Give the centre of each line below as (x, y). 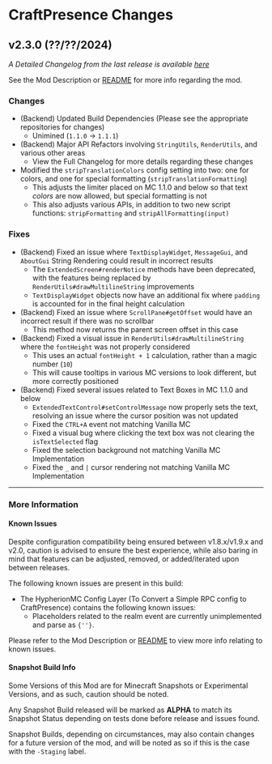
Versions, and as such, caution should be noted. (89, 694)
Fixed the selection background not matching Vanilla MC (126, 450)
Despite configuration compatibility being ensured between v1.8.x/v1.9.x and (136, 541)
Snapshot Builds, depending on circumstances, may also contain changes (132, 734)
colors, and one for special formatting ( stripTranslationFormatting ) (134, 179)
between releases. (39, 567)
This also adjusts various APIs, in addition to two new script (131, 205)
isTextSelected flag (65, 441)
